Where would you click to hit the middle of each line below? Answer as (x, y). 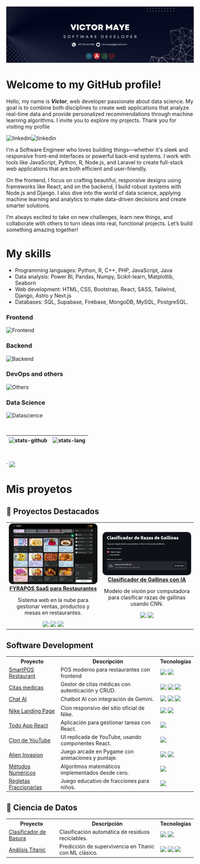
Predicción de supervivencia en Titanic (107, 847)
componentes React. (86, 743)
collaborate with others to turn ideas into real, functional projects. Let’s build (99, 223)
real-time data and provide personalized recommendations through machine (100, 114)
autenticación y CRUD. (88, 691)
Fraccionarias (25, 787)
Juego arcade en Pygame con (97, 751)
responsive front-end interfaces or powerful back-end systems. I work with (98, 156)
